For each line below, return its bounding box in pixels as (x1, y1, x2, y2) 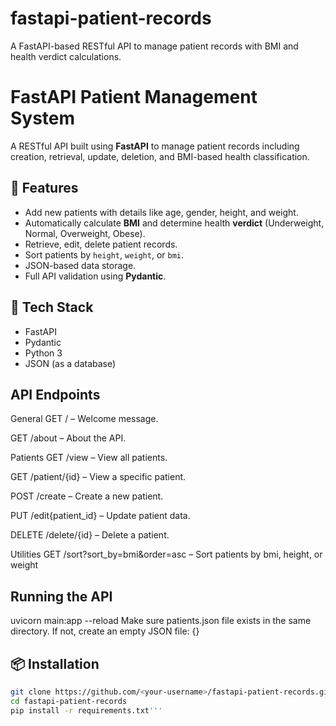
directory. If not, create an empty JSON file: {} (10, 625, 200, 637)
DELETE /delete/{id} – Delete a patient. (10, 529, 170, 541)
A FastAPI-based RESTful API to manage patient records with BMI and (10, 40, 299, 52)
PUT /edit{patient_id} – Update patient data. (10, 510, 191, 522)
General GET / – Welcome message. (10, 413, 159, 425)
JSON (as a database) (24, 357, 117, 369)
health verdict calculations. (10, 50, 122, 62)
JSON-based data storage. (24, 259, 137, 271)
